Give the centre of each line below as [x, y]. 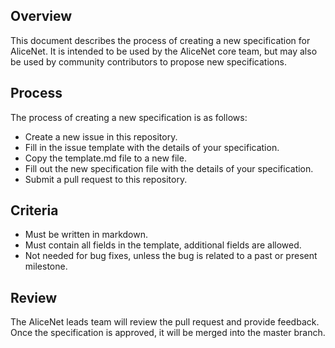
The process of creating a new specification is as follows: [129, 117]
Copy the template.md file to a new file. [105, 158]
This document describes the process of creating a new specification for [160, 40]
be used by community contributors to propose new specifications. [148, 61]
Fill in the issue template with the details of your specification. [152, 147]
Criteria [34, 210]
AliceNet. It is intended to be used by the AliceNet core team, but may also [164, 51]
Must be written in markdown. [86, 235]
